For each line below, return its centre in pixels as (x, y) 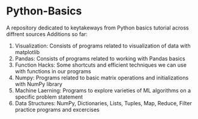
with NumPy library (39, 84)
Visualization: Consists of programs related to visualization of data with (103, 46)
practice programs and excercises (57, 109)
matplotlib (27, 52)
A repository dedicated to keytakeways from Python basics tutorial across (97, 28)
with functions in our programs (53, 71)
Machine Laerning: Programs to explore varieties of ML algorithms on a (103, 90)
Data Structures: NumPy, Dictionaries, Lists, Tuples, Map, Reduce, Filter (103, 103)
